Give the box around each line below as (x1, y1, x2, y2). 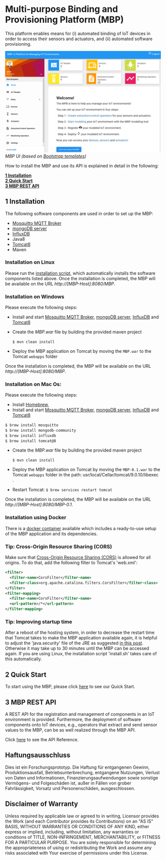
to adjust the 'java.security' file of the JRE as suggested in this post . (5, 640, 143, 646)
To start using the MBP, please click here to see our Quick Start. (5, 684, 135, 690)
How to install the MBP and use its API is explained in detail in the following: (5, 162, 159, 168)
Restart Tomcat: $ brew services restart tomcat (12, 487, 113, 493)
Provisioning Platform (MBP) (5, 14, 124, 25)
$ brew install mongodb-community (5, 428, 77, 433)
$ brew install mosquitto (5, 423, 58, 428)
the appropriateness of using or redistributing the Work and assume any (5, 845, 152, 851)
